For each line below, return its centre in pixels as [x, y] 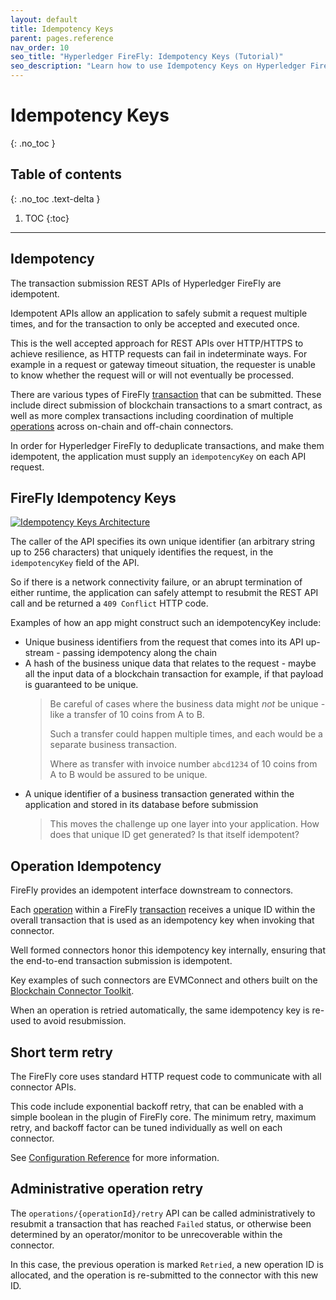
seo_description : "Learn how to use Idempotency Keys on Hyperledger [158, 66]
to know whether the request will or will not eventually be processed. [152, 375]
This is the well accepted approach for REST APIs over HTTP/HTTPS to [157, 343]
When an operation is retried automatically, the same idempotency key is [160, 1010]
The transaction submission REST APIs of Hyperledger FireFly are [146, 283]
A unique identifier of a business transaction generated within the [159, 794]
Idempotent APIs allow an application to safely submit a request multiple [159, 313]
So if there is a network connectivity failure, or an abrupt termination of [156, 582]
